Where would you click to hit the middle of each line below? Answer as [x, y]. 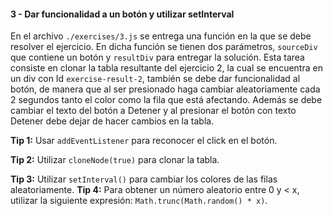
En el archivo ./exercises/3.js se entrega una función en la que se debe [161, 36]
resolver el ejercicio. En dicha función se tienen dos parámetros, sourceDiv [164, 47]
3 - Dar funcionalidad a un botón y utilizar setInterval [122, 14]
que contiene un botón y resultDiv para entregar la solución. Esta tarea [157, 57]
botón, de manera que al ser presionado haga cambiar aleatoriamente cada [165, 89]
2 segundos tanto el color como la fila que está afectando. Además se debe [166, 100]
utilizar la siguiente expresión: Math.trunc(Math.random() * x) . [139, 201]
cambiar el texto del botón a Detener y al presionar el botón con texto [153, 111]
